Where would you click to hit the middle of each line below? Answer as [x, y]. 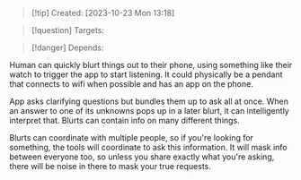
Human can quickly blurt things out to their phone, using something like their [151, 65]
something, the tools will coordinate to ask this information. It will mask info [148, 147]
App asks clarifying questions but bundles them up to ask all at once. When [149, 101]
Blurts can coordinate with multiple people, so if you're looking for [132, 137]
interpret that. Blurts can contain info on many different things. [124, 120]
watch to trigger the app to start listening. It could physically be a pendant [146, 74]
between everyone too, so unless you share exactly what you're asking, [142, 157]
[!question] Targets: [68, 30]
